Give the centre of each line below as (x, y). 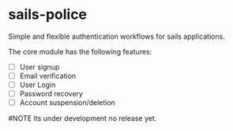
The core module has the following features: (80, 51)
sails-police (48, 15)
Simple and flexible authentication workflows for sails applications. (116, 36)
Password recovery (51, 94)
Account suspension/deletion (68, 103)
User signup (39, 67)
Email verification (48, 76)
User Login (38, 85)
